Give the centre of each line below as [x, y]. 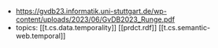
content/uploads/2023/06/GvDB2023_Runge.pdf [95, 19]
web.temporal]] [41, 36]
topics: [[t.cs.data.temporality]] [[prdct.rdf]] [86, 27]
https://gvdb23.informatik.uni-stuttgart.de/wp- [91, 11]
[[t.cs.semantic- [185, 27]
